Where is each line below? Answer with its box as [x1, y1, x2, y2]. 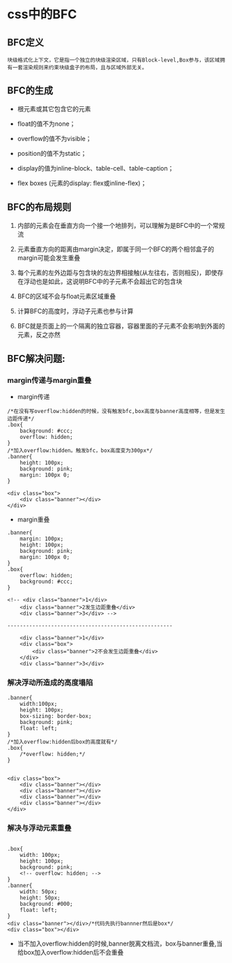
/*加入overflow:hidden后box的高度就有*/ [7, 738, 118, 745]
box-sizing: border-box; [20, 712, 92, 720]
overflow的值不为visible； [17, 134, 92, 143]
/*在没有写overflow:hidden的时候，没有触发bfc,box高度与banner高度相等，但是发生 [7, 408, 226, 415]
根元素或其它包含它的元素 [17, 104, 91, 113]
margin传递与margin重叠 [7, 375, 92, 385]
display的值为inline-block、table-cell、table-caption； [17, 164, 174, 172]
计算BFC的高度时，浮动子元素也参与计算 [17, 307, 134, 315]
